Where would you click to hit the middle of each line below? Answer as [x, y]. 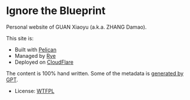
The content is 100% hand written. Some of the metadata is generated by [95, 73]
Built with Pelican [36, 49]
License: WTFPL [34, 91]
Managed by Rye [35, 56]
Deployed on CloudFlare [44, 62]
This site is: [20, 38]
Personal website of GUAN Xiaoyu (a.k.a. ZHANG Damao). [76, 27]
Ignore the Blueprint [56, 11]
